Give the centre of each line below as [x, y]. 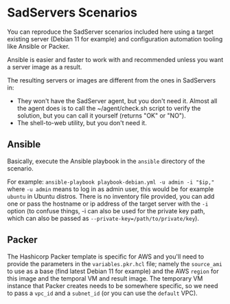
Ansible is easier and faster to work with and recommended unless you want [115, 59]
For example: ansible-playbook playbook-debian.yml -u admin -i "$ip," [111, 182]
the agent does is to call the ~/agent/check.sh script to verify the [109, 108]
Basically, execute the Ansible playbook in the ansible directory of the [106, 161]
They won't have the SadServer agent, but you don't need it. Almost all [117, 100]
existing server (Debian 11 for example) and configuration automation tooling [115, 39]
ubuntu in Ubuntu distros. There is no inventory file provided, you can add [111, 196]
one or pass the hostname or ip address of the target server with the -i [108, 204]
